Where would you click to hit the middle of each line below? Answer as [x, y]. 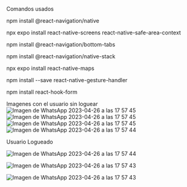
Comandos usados [30, 9]
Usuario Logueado [30, 142]
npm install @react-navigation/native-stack [61, 56]
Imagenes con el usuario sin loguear [52, 104]
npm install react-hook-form [42, 92]
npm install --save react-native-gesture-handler [67, 80]
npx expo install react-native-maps [51, 68]
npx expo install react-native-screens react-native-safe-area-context [94, 32]
